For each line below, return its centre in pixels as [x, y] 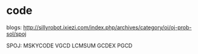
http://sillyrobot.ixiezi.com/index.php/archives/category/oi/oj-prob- [108, 27]
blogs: [14, 27]
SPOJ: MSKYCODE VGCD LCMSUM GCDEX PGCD [69, 46]
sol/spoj [16, 33]
